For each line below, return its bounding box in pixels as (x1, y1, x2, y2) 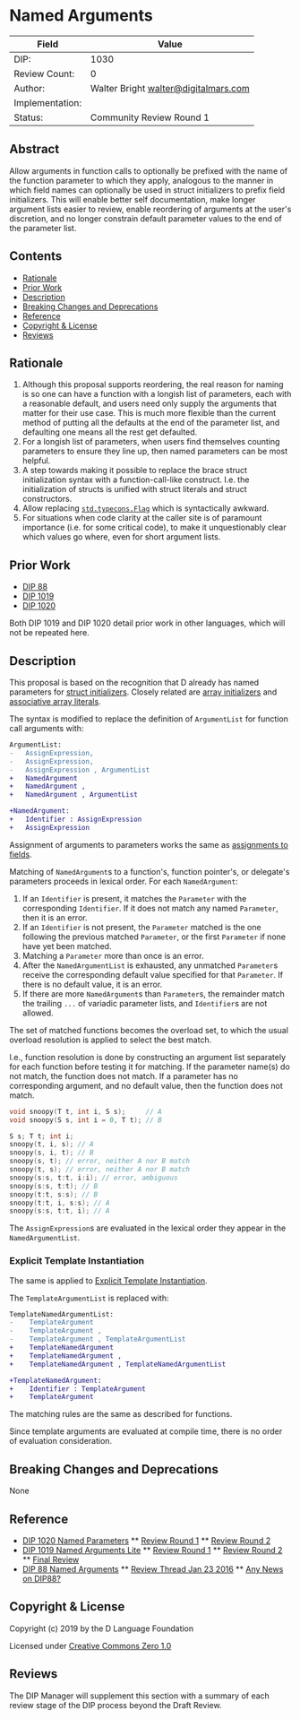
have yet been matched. (21, 940, 112, 951)
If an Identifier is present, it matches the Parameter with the (21, 893, 247, 903)
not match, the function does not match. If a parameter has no (9, 1070, 239, 1081)
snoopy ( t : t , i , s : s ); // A (9, 1198, 110, 1207)
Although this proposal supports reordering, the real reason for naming (21, 379, 284, 390)
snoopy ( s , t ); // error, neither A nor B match (9, 1157, 191, 1166)
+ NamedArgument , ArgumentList (9, 790, 139, 799)
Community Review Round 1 (90, 111, 210, 124)
